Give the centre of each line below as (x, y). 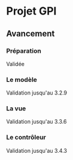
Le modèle (22, 79)
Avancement (31, 34)
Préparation (24, 51)
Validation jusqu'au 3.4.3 (37, 150)
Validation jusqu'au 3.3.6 (36, 122)
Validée (16, 64)
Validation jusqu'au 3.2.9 (37, 93)
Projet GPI (31, 11)
